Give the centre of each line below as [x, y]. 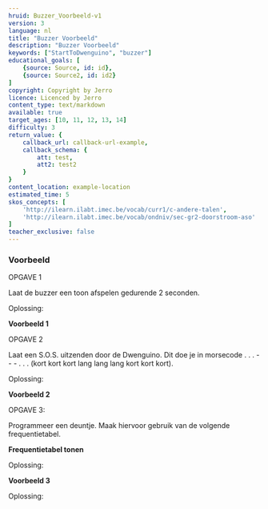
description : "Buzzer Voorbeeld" [64, 46]
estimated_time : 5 [39, 194]
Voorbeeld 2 [29, 394]
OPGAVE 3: [27, 410]
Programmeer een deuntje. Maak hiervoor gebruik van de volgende [119, 426]
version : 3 [26, 23]
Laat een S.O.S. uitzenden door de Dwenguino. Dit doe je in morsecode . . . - [134, 355]
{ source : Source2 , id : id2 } [69, 75]
